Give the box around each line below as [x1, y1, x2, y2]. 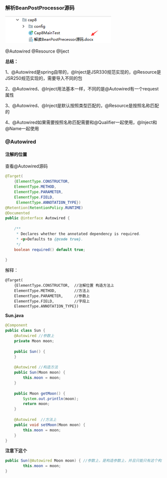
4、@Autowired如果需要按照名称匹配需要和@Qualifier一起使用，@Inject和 [5, 119, 158, 125]
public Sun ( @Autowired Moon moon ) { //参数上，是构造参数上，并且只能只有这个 [5, 458, 158, 463]
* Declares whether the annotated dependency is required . [16, 232, 141, 237]
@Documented [5, 210, 30, 216]
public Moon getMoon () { [14, 391, 66, 396]
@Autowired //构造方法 [14, 365, 58, 370]
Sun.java [5, 313, 24, 319]
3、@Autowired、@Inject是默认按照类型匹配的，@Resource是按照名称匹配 [5, 103, 159, 109]
